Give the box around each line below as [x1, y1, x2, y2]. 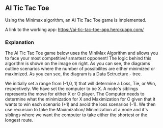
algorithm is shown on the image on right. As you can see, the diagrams [5, 61, 151, 66]
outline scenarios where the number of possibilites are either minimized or [5, 66, 156, 72]
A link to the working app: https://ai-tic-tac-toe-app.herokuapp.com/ [5, 27, 144, 32]
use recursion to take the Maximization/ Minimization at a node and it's [5, 107, 148, 113]
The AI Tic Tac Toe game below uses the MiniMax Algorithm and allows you [5, 50, 159, 56]
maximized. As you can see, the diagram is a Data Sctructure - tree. [5, 71, 142, 77]
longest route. [5, 117, 33, 123]
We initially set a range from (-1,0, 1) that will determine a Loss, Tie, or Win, [5, 81, 156, 87]
